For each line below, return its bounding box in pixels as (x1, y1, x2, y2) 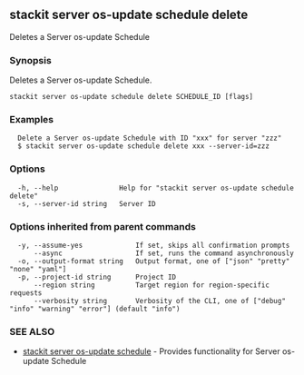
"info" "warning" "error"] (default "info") (9, 304, 181, 313)
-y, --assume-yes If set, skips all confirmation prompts (17, 241, 290, 250)
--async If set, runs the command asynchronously (33, 249, 295, 258)
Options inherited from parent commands (9, 220, 197, 232)
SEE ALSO (9, 325, 55, 338)
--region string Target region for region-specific (33, 281, 270, 290)
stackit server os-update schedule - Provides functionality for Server (22, 346, 281, 357)
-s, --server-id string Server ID (17, 199, 156, 208)
